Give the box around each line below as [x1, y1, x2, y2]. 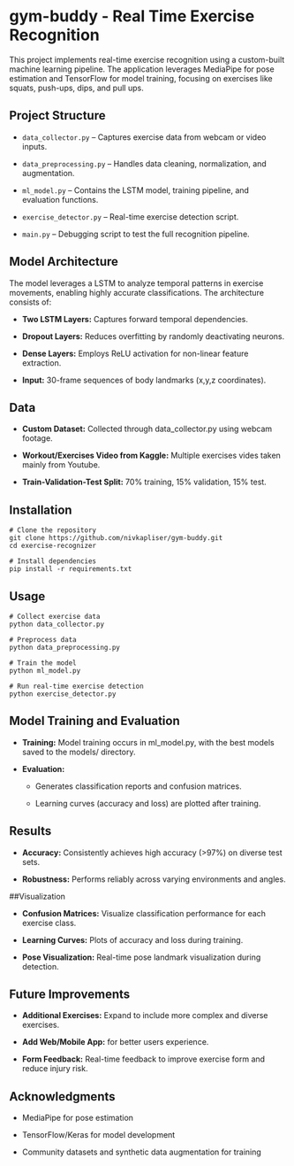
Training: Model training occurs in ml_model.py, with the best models [21, 737, 275, 747]
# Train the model [9, 659, 77, 668]
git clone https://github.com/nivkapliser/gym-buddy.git [9, 534, 223, 543]
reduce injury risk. [21, 1063, 88, 1074]
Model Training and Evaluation [9, 714, 181, 729]
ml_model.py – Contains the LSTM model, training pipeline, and [21, 184, 250, 196]
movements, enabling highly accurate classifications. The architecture [9, 287, 265, 297]
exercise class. [21, 917, 77, 928]
